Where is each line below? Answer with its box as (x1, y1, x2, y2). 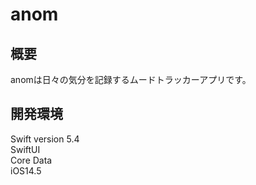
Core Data (10, 154, 53, 166)
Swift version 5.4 (10, 133, 80, 145)
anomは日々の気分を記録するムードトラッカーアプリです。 (10, 74, 252, 85)
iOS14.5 (10, 164, 42, 177)
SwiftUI (10, 143, 41, 155)
